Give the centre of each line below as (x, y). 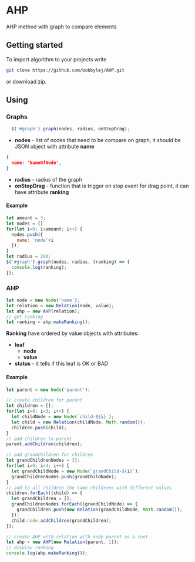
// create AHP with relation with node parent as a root (77, 537)
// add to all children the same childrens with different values (89, 488)
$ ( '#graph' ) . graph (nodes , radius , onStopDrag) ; (71, 129)
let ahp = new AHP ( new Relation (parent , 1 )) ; (63, 542)
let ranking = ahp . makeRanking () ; (48, 322)
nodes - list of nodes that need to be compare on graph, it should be (97, 140)
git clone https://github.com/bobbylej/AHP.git (65, 70)
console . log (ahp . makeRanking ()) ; (47, 553)
